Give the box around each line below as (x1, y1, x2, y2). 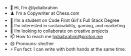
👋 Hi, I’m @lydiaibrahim (9, 5, 58, 10)
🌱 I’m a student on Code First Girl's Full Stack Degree (9, 17, 119, 23)
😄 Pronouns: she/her (9, 41, 54, 47)
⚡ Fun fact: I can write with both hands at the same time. (9, 46, 126, 52)
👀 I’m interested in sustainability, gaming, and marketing (9, 23, 125, 28)
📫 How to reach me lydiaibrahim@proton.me (9, 34, 103, 39)
